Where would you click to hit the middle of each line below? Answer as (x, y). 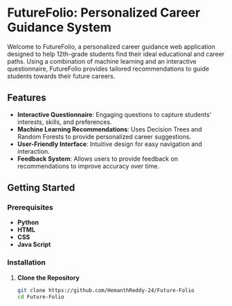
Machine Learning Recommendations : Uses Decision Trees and (109, 129)
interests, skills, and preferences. (64, 122)
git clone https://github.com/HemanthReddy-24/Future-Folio (106, 290)
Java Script (34, 244)
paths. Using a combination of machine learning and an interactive (102, 61)
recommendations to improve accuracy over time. (88, 166)
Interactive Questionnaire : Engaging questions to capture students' (114, 114)
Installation (27, 262)
